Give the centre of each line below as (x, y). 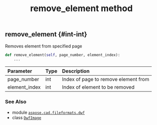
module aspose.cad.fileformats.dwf (48, 112)
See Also (16, 102)
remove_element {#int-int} (46, 34)
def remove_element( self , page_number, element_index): (63, 55)
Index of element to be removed (98, 87)
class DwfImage (27, 117)
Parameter (20, 71)
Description (76, 71)
